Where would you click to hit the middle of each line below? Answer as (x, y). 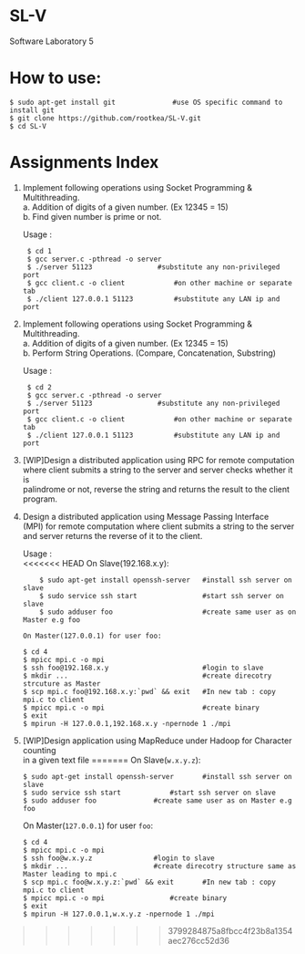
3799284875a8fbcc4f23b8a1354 (230, 930)
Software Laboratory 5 (51, 41)
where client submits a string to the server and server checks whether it (158, 470)
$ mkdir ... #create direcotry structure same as (159, 866)
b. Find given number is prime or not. (92, 216)
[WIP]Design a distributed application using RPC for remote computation (158, 460)
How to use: (56, 78)
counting (39, 750)
